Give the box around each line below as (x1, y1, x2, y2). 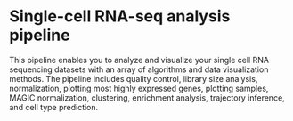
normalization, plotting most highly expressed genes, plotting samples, (9, 83, 269, 93)
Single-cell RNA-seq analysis (9, 6, 231, 27)
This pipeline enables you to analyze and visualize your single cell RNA (9, 54, 270, 65)
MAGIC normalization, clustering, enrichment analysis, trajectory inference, (9, 92, 285, 103)
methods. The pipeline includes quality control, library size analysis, (9, 73, 258, 84)
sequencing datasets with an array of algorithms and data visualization (9, 64, 269, 75)
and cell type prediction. (9, 101, 99, 112)
